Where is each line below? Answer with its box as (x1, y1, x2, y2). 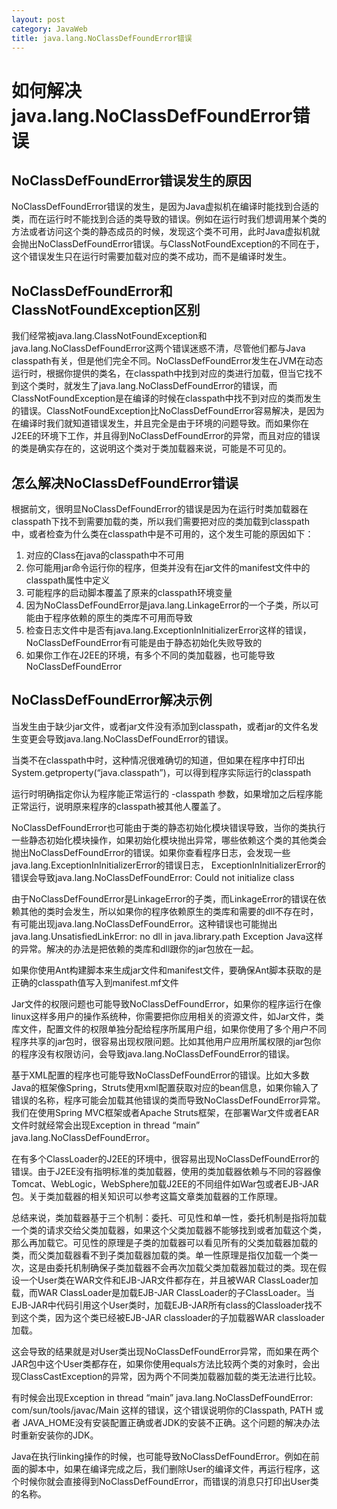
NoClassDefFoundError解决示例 (11, 692, 213, 709)
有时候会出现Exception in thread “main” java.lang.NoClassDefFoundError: (11, 1391, 314, 1403)
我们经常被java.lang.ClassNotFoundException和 (11, 330, 208, 342)
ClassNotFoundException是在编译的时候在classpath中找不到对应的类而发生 (11, 392, 322, 405)
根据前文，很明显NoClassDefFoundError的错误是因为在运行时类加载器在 (11, 503, 309, 515)
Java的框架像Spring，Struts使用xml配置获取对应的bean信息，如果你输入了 (11, 1081, 319, 1093)
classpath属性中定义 (25, 574, 111, 586)
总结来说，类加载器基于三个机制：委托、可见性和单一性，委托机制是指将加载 (11, 1211, 327, 1223)
